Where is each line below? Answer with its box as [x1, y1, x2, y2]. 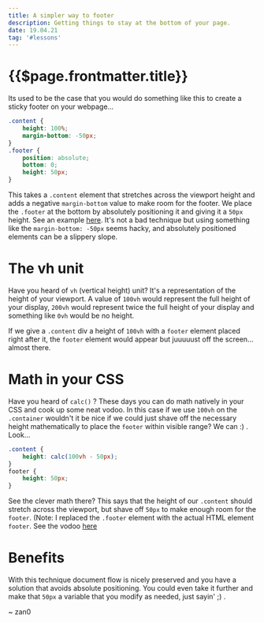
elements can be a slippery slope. [8, 232, 118, 241]
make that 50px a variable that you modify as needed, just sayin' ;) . [8, 592, 226, 602]
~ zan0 [8, 607, 32, 617]
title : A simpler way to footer [8, 11, 114, 20]
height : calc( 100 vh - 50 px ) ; [22, 453, 118, 461]
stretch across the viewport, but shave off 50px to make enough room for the [8, 505, 257, 514]
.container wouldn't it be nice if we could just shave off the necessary [8, 413, 237, 423]
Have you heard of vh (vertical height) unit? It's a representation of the [8, 285, 236, 295]
